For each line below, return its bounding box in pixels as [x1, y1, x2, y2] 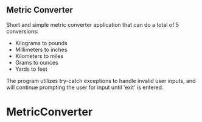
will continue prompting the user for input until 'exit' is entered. [6, 84, 164, 91]
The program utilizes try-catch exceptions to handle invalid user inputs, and [6, 77, 196, 84]
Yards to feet [15, 65, 47, 73]
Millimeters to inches [15, 46, 68, 53]
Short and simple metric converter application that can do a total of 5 [6, 21, 179, 28]
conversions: [6, 27, 39, 35]
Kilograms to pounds [15, 39, 68, 46]
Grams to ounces [15, 59, 59, 66]
